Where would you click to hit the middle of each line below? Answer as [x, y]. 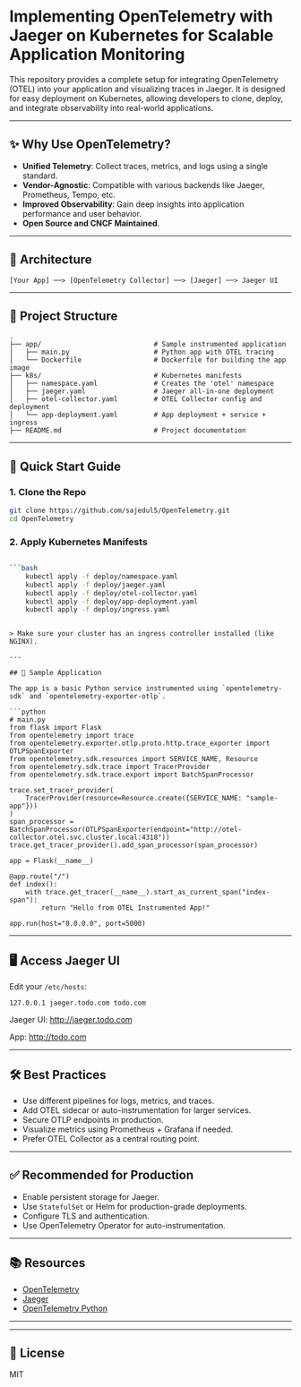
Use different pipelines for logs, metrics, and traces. [118, 1100]
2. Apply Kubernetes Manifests [78, 542]
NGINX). [24, 642]
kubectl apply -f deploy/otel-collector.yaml [112, 593]
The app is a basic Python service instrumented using [114, 689]
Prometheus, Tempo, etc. [69, 194]
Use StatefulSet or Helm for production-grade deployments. [135, 1206]
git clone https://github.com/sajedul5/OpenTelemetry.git [120, 511]
